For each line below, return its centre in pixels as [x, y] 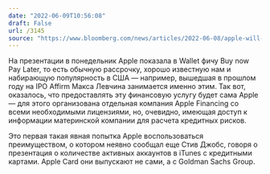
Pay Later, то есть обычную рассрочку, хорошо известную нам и [120, 70]
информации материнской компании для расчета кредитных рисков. [127, 120]
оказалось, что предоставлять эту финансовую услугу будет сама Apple [133, 95]
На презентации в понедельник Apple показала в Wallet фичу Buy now [129, 61]
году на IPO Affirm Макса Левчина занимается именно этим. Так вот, [127, 87]
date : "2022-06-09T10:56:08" [57, 16]
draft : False [30, 23]
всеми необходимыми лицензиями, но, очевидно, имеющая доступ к [128, 112]
